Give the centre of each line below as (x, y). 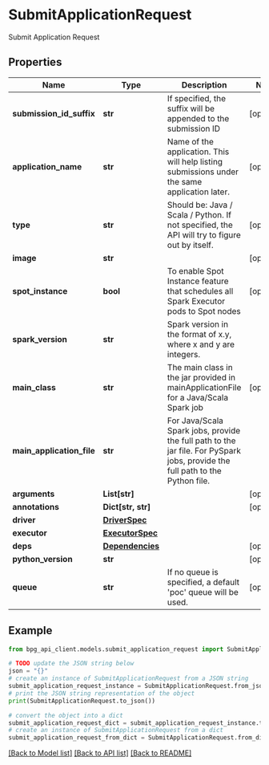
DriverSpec (125, 519)
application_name (47, 166)
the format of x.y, (199, 334)
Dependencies (131, 546)
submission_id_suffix (54, 113)
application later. (199, 192)
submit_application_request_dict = (68, 723)
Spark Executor (196, 301)
